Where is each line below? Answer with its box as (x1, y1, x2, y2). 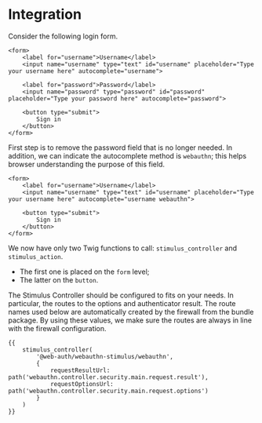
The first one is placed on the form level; (19, 267, 150, 276)
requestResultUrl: (49, 366, 111, 374)
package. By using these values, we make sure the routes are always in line (8, 315, 253, 325)
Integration (8, 5, 82, 24)
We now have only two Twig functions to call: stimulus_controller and (8, 243, 238, 253)
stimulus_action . (8, 251, 64, 261)
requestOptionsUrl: (49, 380, 114, 388)
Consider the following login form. (8, 31, 118, 41)
